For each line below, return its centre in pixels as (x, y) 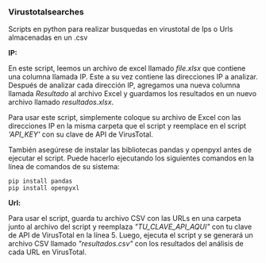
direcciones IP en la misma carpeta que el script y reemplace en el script (127, 126)
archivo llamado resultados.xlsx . (61, 102)
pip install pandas (40, 181)
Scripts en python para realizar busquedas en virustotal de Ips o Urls (121, 29)
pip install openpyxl (44, 188)
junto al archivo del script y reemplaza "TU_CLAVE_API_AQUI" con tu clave (130, 227)
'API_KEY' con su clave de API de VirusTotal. (81, 134)
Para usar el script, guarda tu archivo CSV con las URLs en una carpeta (125, 219)
